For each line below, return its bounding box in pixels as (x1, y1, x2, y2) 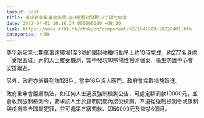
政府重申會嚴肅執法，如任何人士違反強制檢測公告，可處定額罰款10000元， (6, 90, 193, 97)
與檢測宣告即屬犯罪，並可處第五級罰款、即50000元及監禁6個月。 (6, 105, 171, 113)
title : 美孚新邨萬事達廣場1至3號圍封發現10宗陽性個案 (6, 15, 127, 21)
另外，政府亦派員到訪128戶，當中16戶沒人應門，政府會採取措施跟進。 (6, 77, 181, 85)
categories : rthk (6, 32, 51, 38)
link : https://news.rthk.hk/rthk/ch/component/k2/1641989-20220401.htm (6, 26, 192, 32)
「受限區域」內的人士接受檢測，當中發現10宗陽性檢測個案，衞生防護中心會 (6, 57, 194, 64)
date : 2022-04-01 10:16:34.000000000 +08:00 (6, 20, 121, 26)
